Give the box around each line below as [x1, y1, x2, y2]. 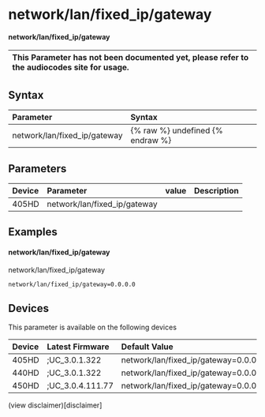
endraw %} [129, 135, 172, 146]
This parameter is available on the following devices [8, 322, 177, 332]
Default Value [121, 341, 174, 352]
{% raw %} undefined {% [129, 125, 223, 136]
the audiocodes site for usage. [12, 62, 129, 73]
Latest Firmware [47, 341, 110, 352]
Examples [8, 225, 58, 239]
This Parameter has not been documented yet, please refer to [12, 52, 249, 63]
